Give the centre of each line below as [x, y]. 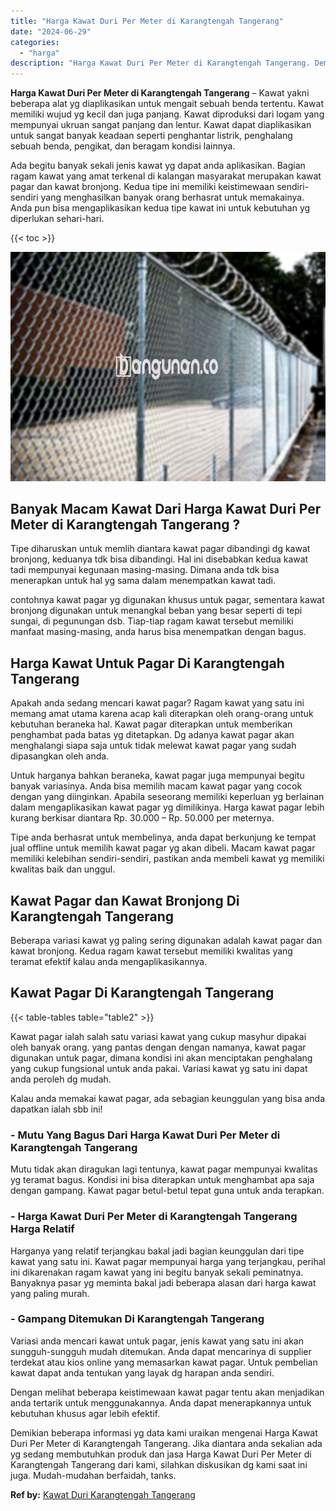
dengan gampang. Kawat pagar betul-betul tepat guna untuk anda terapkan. [167, 1191]
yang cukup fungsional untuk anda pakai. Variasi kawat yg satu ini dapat [159, 1068]
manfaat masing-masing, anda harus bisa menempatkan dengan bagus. [158, 632]
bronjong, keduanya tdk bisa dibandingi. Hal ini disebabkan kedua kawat [159, 559]
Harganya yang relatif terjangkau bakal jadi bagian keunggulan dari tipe [157, 1251]
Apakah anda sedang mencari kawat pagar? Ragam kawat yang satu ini [157, 703]
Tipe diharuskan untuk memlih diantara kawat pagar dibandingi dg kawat [160, 549]
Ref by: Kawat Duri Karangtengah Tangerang [103, 1494]
